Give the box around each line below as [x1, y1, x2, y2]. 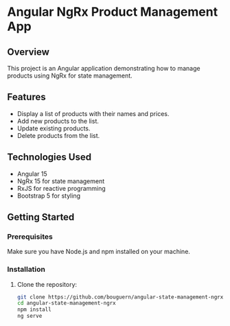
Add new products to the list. [16, 117, 100, 125]
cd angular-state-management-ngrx [16, 300, 116, 307]
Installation [7, 265, 46, 275]
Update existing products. [16, 124, 91, 132]
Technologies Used [7, 152, 91, 163]
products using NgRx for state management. [7, 71, 133, 80]
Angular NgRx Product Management [7, 4, 218, 20]
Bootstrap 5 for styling [16, 191, 81, 200]
